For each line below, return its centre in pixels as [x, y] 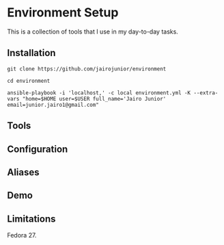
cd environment [29, 81]
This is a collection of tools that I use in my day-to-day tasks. [93, 31]
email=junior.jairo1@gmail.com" [53, 105]
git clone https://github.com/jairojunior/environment [87, 69]
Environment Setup [63, 13]
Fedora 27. [22, 235]
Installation [31, 53]
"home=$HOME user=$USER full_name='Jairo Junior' [94, 99]
